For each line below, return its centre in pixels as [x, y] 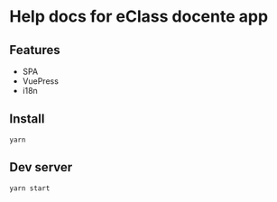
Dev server [41, 167]
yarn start [30, 188]
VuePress [40, 81]
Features [35, 50]
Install [27, 119]
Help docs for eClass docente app [139, 17]
